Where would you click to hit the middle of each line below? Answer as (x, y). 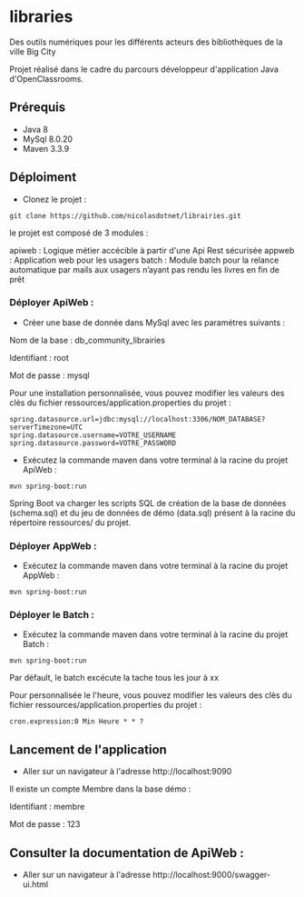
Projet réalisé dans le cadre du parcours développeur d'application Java (144, 69)
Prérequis (38, 108)
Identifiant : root (39, 357)
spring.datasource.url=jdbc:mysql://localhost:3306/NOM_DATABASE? (137, 419)
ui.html (35, 884)
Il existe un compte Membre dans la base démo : (100, 789)
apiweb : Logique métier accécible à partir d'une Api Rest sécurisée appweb (152, 250)
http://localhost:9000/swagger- (211, 875)
